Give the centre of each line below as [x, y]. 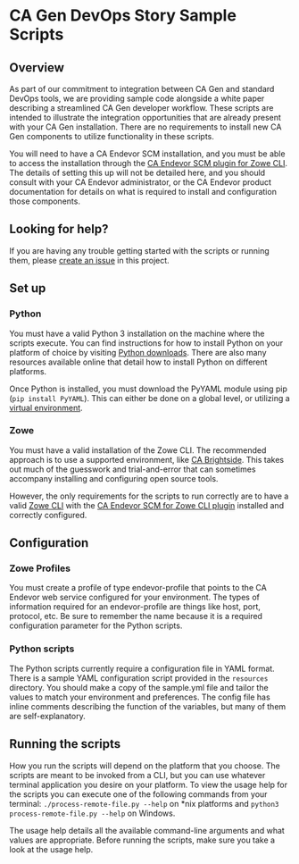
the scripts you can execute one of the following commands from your [138, 794]
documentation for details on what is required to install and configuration [143, 192]
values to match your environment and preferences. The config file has [140, 697]
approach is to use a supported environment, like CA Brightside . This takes [146, 459]
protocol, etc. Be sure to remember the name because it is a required [136, 617]
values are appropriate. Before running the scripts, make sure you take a [142, 840]
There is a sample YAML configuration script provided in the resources [139, 678]
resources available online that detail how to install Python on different [138, 362]
